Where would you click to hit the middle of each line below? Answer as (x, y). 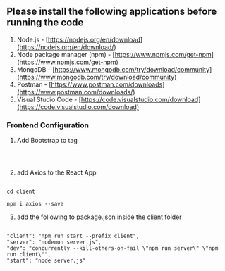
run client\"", (29, 255)
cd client (21, 192)
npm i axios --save (35, 204)
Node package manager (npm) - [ (66, 54)
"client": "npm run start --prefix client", (73, 236)
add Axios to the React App (56, 172)
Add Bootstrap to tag (47, 141)
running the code (45, 23)
